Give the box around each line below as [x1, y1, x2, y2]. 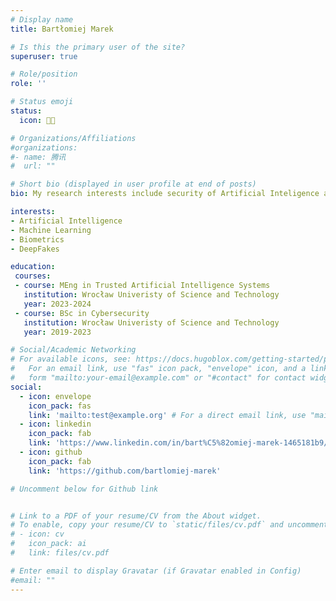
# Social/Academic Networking [10, 345, 137, 355]
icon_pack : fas [28, 401, 92, 411]
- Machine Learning [10, 225, 92, 235]
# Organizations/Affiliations [10, 133, 137, 143]
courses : [14, 271, 52, 281]
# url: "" [10, 161, 56, 171]
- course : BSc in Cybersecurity [14, 308, 150, 318]
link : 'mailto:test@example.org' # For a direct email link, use [28, 410, 307, 420]
